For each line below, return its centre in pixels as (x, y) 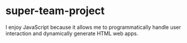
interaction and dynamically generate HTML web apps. (72, 33)
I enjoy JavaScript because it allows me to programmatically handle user (93, 27)
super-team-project (55, 11)
